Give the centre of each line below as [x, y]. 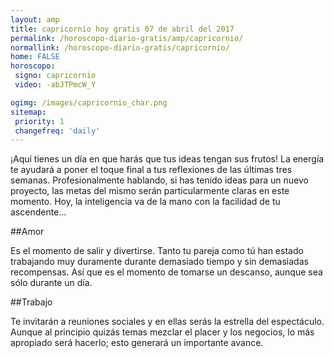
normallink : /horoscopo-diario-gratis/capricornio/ [120, 47]
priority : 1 [39, 121]
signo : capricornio [55, 76]
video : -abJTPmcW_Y [55, 85]
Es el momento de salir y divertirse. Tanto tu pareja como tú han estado [157, 251]
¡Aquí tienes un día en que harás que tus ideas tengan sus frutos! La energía [167, 159]
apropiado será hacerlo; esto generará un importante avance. [137, 343]
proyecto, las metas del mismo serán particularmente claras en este [150, 191]
